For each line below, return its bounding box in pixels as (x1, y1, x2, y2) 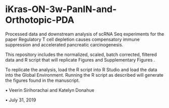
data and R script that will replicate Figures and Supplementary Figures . (5, 57, 155, 63)
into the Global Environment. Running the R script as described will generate (5, 72, 164, 78)
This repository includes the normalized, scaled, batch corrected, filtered (5, 51, 157, 58)
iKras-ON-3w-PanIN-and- (5, 4, 117, 15)
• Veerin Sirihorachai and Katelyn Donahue (5, 87, 94, 93)
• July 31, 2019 (5, 97, 36, 103)
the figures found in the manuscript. (5, 77, 80, 83)
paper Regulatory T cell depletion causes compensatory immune (5, 36, 140, 42)
